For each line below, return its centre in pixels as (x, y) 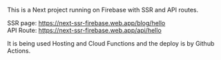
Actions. (19, 51)
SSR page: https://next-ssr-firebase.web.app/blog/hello (86, 23)
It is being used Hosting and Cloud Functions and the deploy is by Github (111, 43)
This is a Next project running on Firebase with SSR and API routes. (103, 10)
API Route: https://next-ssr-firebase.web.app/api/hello (85, 30)
